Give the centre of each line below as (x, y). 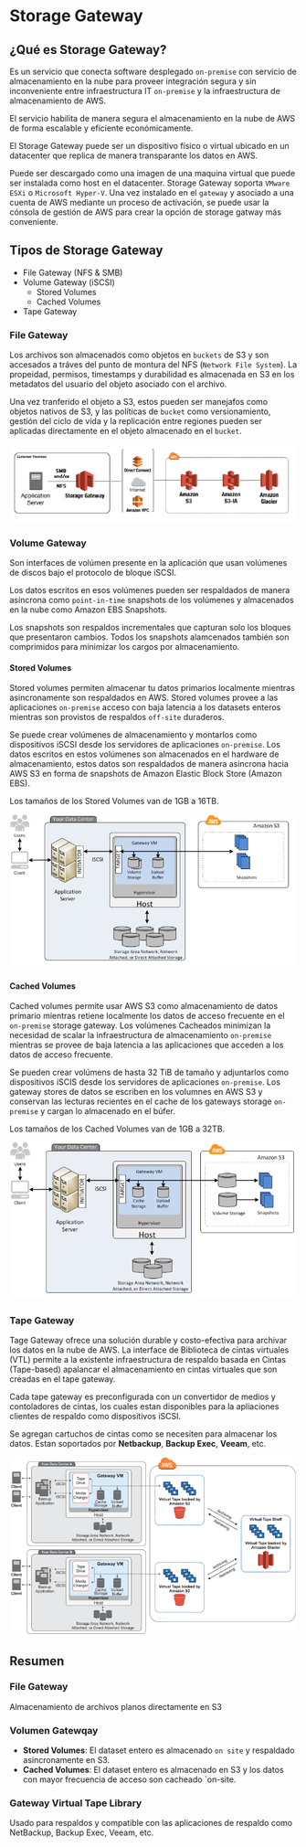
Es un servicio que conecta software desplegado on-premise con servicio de (153, 71)
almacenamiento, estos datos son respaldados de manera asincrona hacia (149, 764)
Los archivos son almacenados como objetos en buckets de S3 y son (139, 355)
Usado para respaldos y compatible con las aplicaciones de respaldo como (151, 1823)
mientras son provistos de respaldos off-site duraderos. (117, 717)
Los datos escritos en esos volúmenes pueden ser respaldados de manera (150, 590)
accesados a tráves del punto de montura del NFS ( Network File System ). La (153, 365)
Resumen (37, 1661)
